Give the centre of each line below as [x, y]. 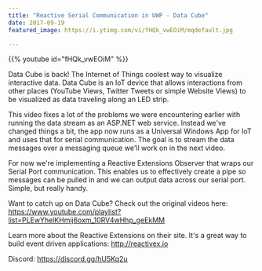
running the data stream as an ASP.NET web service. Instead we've [117, 123]
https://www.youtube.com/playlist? [65, 212]
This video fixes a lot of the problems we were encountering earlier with [124, 115]
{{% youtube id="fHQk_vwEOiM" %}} [69, 59]
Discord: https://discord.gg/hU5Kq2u [68, 259]
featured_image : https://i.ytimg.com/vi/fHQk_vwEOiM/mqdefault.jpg [121, 30]
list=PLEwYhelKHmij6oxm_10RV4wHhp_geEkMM [87, 220]
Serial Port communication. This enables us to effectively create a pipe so [127, 172]
